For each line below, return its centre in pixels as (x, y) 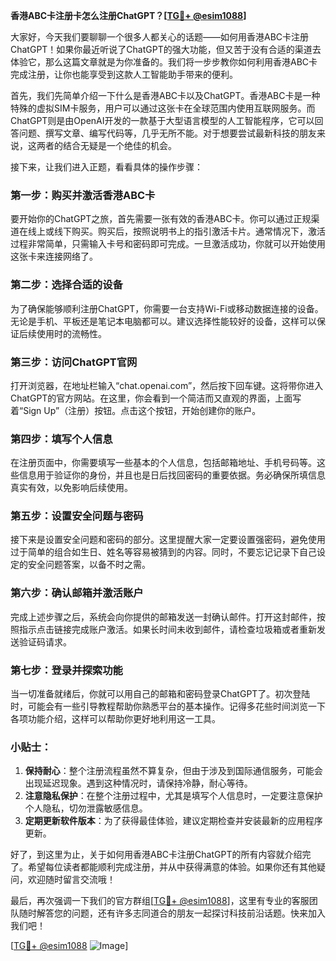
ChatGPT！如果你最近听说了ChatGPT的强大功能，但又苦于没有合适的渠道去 (166, 49)
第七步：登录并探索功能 (66, 670)
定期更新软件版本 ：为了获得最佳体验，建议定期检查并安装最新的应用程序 (173, 821)
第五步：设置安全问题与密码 (77, 516)
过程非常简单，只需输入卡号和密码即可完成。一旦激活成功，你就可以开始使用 (168, 244)
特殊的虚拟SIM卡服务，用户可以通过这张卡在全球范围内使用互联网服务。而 (163, 108)
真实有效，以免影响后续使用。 (71, 488)
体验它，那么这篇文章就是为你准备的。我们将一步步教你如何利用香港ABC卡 (164, 62)
